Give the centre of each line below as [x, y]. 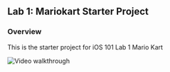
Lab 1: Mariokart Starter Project [78, 12]
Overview [25, 32]
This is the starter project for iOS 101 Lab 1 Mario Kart [85, 47]
